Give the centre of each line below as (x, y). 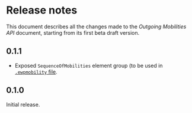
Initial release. (23, 104)
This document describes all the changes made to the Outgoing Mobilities (96, 26)
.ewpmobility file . (36, 72)
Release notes (42, 10)
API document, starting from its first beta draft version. (73, 32)
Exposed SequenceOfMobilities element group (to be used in (89, 65)
